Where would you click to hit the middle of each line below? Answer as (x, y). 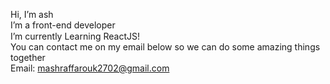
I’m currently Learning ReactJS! (75, 36)
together (28, 57)
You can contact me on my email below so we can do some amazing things (165, 47)
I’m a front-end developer (63, 25)
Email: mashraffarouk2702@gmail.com (90, 68)
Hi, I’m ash (32, 14)
